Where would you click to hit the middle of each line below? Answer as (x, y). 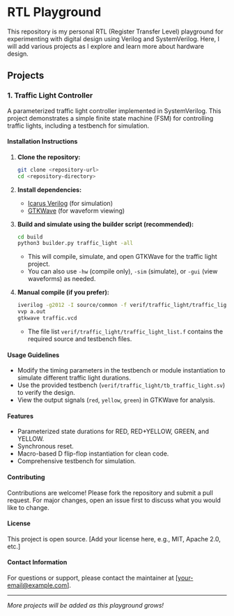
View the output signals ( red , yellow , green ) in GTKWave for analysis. (116, 400)
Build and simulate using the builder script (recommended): (106, 224)
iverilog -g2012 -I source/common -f (72, 305)
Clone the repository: (49, 157)
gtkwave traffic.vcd (47, 318)
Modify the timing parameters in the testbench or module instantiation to (121, 370)
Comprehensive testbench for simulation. (77, 461)
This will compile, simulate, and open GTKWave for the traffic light (122, 257)
